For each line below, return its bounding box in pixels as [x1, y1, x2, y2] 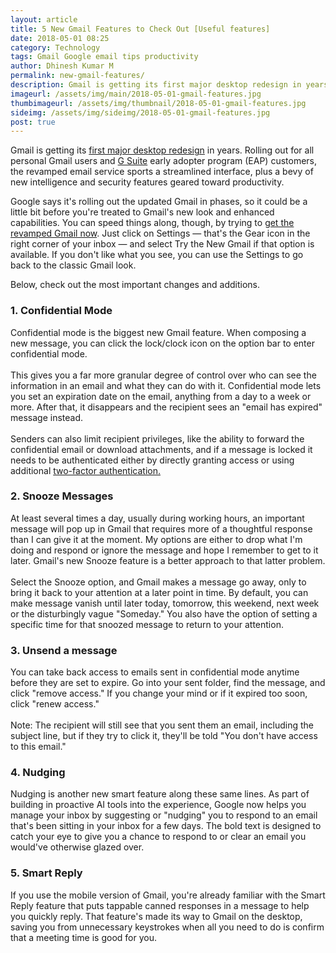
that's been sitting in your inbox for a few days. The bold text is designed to [10, 820, 322, 832]
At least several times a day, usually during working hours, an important [10, 512, 305, 524]
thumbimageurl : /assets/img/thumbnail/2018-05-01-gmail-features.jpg [10, 98, 307, 108]
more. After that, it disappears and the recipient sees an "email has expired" [10, 401, 323, 413]
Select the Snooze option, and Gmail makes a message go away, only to [10, 576, 307, 588]
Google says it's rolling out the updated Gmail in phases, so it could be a [10, 196, 308, 208]
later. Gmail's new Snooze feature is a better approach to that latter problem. [10, 554, 326, 566]
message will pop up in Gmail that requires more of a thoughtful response [10, 522, 313, 535]
